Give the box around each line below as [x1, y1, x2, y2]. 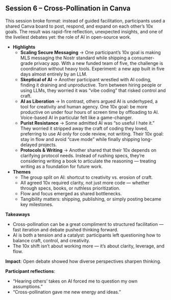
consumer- [131, 55, 155, 61]
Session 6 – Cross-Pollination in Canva [5, 4, 131, 13]
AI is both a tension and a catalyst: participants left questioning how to [12, 232, 161, 238]
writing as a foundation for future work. [20, 163, 103, 169]
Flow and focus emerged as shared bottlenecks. [20, 190, 122, 196]
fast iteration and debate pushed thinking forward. [12, 226, 118, 233]
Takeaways [5, 211, 30, 217]
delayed [20, 142, 37, 148]
